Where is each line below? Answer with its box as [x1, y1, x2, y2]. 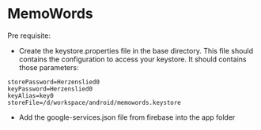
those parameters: [18, 62, 79, 72]
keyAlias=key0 [7, 91, 55, 99]
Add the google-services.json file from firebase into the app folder [18, 112, 236, 122]
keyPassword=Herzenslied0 [7, 84, 93, 93]
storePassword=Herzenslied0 [7, 78, 100, 86]
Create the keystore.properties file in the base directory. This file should [18, 46, 254, 55]
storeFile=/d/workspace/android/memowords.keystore [7, 98, 181, 106]
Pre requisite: [7, 31, 51, 40]
